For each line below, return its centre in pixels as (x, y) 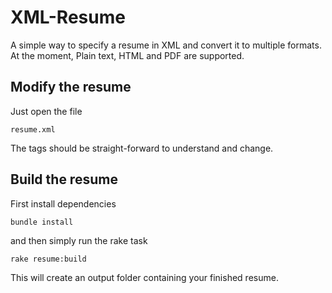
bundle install (42, 222)
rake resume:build (48, 259)
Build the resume (64, 179)
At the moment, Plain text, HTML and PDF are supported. (127, 55)
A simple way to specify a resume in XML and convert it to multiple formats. (166, 45)
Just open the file (46, 111)
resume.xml (33, 129)
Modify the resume (71, 87)
